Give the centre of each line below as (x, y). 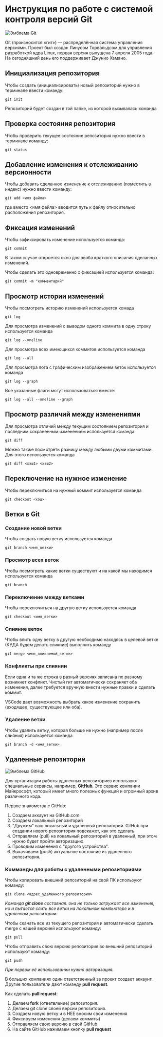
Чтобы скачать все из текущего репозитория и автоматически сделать (79, 923)
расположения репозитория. (35, 212)
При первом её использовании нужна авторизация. (59, 970)
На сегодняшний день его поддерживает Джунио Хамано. (66, 58)
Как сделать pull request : (31, 993)
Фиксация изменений (40, 228)
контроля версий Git (49, 19)
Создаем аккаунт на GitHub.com (46, 815)
